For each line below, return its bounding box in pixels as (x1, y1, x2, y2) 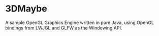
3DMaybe (5, 3, 47, 14)
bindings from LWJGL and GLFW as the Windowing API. (5, 24, 122, 30)
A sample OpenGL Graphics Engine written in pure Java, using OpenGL (5, 19, 154, 25)
